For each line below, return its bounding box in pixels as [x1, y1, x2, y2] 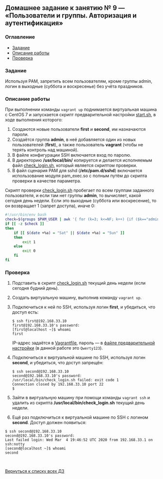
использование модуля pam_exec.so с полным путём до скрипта [12, 173, 147, 179]
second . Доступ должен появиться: [12, 420, 87, 426]
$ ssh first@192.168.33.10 [12, 319, 67, 324]
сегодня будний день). [12, 285, 59, 291]
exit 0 [22, 248, 36, 253]
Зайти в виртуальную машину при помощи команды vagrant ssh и [12, 395, 150, 401]
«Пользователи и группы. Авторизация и [5, 12, 137, 20]
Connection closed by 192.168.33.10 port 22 [12, 382, 104, 387]
